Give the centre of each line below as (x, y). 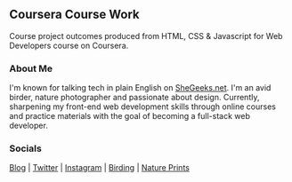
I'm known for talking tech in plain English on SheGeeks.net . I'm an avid (140, 88)
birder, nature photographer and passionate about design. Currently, (134, 98)
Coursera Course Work (74, 15)
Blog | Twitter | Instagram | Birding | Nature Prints (99, 168)
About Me (31, 68)
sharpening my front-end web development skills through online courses (142, 107)
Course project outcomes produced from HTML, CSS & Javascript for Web (146, 36)
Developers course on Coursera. (69, 45)
